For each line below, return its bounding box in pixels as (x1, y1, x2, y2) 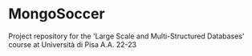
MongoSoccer (8, 5, 106, 23)
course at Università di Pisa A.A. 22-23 (8, 39, 137, 49)
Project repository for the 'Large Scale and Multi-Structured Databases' (8, 31, 245, 41)
